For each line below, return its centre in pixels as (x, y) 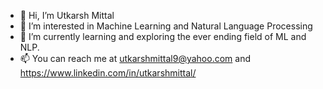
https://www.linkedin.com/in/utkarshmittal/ (108, 73)
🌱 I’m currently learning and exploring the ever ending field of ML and (163, 36)
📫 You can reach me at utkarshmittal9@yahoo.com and (135, 58)
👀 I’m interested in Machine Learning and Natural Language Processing (166, 26)
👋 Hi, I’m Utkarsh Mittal (67, 15)
